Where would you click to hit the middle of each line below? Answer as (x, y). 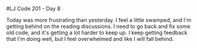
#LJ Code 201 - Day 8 (33, 9)
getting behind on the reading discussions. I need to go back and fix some (98, 26)
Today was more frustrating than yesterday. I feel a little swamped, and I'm (99, 20)
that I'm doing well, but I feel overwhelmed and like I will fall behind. (90, 39)
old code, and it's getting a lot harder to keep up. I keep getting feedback (97, 33)
